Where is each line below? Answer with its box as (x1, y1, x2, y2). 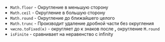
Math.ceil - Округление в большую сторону (10, 10, 106, 16)
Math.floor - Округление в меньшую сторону (10, 5, 109, 10)
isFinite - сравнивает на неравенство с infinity (10, 31, 113, 37)
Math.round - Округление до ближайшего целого (10, 15, 115, 21)
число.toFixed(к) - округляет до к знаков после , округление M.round (10, 26, 160, 32)
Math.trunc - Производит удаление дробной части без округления (10, 20, 154, 26)
